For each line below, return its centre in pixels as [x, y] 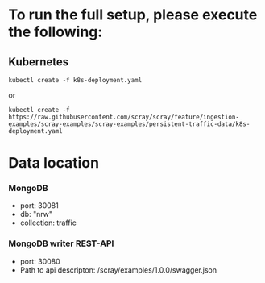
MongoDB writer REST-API [61, 243]
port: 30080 [40, 261]
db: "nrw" [36, 214]
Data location [54, 163]
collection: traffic [48, 223]
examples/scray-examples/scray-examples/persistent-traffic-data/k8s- [129, 124]
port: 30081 [39, 206]
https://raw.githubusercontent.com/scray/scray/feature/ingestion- [124, 117]
